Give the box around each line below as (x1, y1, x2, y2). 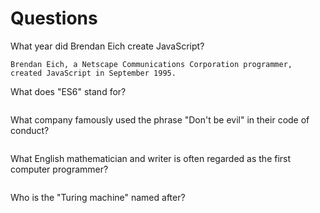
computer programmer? (10, 163, 109, 175)
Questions (10, 7, 98, 30)
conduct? (10, 124, 50, 136)
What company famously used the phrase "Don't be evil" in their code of (10, 113, 310, 126)
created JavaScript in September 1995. (10, 68, 177, 78)
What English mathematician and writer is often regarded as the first (10, 152, 292, 164)
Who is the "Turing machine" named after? (10, 191, 186, 203)
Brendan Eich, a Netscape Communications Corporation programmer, (10, 59, 293, 69)
